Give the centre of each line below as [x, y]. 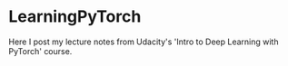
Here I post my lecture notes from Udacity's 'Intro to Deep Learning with [144, 42]
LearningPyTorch [75, 17]
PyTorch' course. [40, 51]
